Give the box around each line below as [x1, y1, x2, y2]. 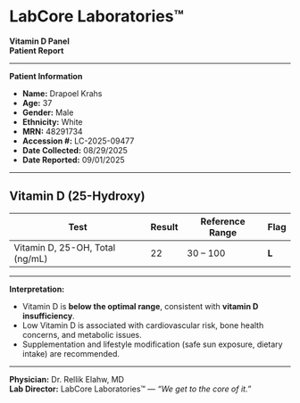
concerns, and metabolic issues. [21, 329, 143, 340]
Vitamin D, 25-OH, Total [13, 241, 116, 253]
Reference [200, 215, 246, 227]
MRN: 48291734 [21, 126, 83, 136]
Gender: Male [21, 107, 74, 118]
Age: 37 [21, 97, 53, 108]
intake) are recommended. [21, 348, 121, 358]
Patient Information [9, 70, 83, 81]
